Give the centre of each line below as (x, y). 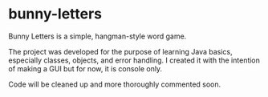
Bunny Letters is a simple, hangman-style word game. (97, 36)
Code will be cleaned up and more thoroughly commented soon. (115, 84)
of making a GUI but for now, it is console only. (85, 68)
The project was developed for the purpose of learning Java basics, (120, 51)
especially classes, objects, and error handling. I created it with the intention (134, 60)
